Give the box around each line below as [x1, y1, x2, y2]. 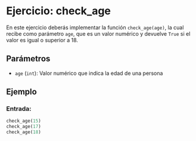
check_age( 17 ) [6, 124, 42, 130]
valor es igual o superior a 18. [6, 36, 79, 43]
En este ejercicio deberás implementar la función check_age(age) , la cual [6, 24, 184, 31]
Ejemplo [6, 87, 37, 97]
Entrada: [6, 105, 32, 113]
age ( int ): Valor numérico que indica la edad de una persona [14, 70, 163, 77]
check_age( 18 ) [6, 129, 42, 135]
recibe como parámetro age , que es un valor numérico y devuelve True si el [6, 30, 191, 37]
